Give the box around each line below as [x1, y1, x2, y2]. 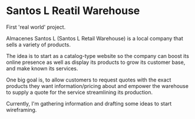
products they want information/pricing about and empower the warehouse [6, 82, 189, 89]
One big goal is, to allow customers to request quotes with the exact [6, 76, 171, 83]
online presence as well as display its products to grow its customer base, [6, 59, 186, 66]
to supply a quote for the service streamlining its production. [6, 89, 153, 96]
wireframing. [6, 106, 37, 113]
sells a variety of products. [6, 41, 71, 48]
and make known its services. [6, 64, 78, 72]
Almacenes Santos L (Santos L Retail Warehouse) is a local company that [6, 35, 184, 42]
